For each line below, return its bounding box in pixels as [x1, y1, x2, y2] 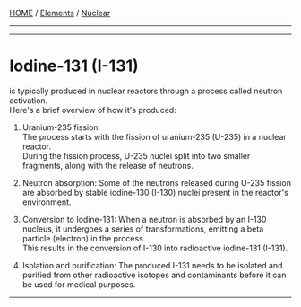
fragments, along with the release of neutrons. [21, 160, 194, 171]
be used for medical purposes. [21, 278, 136, 290]
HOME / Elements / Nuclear [9, 8, 111, 18]
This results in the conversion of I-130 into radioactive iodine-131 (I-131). [21, 242, 288, 253]
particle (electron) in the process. [21, 232, 146, 243]
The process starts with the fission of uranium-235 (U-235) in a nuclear [21, 131, 287, 142]
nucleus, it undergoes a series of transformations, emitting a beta [21, 224, 264, 234]
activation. [9, 94, 48, 106]
